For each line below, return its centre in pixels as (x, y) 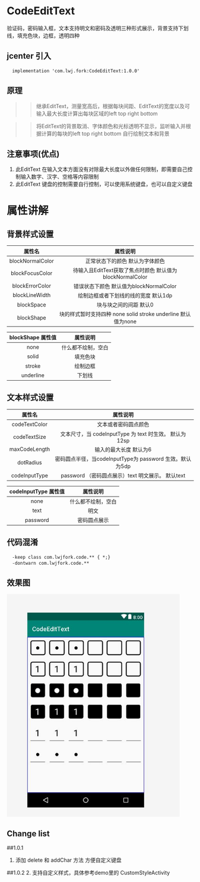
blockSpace (31, 305)
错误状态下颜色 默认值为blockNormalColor (125, 286)
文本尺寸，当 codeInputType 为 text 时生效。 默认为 (123, 434)
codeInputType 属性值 (37, 492)
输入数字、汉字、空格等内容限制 (60, 177)
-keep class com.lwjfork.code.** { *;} (61, 557)
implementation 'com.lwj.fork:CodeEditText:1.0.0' (76, 71)
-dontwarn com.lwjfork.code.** (51, 563)
